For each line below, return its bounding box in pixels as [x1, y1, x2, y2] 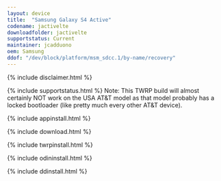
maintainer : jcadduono [7, 42, 72, 48]
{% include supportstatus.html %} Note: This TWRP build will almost [7, 86, 200, 94]
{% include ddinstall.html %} [7, 167, 88, 175]
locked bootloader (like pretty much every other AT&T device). [7, 100, 183, 109]
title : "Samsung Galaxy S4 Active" [7, 16, 112, 23]
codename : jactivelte [7, 23, 69, 29]
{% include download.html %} [7, 127, 92, 135]
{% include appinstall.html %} [7, 114, 91, 122]
